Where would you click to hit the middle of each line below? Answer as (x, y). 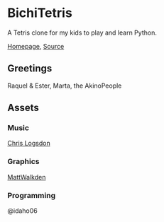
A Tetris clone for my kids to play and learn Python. (82, 33)
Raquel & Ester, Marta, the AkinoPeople (65, 86)
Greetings (30, 69)
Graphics (23, 162)
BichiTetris (40, 13)
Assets (23, 108)
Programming (31, 195)
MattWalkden (27, 177)
